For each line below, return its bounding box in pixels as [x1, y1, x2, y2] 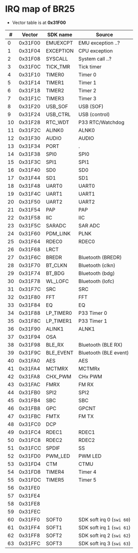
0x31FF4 [19, 524, 40, 531]
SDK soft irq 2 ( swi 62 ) [78, 532, 131, 539]
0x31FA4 [19, 365, 41, 372]
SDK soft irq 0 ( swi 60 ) [78, 516, 131, 523]
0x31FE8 [19, 500, 41, 507]
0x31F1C [19, 95, 41, 102]
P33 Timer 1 [78, 317, 108, 324]
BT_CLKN [46, 262, 68, 268]
